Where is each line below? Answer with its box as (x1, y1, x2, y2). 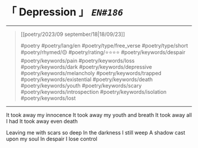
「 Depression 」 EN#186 (6, 5, 124, 19)
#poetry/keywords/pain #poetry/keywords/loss (20, 57, 135, 64)
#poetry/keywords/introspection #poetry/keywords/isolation (20, 88, 167, 95)
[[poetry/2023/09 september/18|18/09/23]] (20, 31, 126, 38)
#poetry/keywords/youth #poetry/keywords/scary (20, 82, 142, 89)
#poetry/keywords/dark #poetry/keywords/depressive (20, 63, 152, 70)
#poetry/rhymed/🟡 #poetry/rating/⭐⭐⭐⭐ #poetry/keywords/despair (20, 48, 186, 56)
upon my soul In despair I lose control (6, 135, 98, 142)
